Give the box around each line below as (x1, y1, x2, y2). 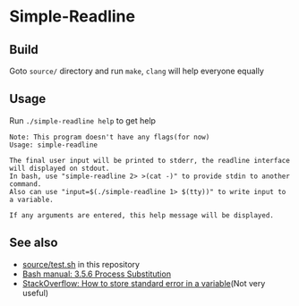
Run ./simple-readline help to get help (9, 115, 157, 126)
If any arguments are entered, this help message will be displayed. (9, 210, 275, 220)
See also (9, 235, 58, 251)
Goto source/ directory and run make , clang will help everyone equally (9, 65, 264, 76)
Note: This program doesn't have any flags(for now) (9, 132, 210, 141)
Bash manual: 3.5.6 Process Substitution (21, 268, 172, 279)
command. (9, 179, 42, 189)
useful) (21, 287, 49, 298)
